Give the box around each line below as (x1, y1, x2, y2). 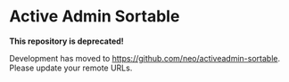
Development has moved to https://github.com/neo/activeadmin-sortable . (9, 53, 281, 63)
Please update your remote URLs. (9, 62, 133, 73)
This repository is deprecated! (9, 36, 125, 46)
